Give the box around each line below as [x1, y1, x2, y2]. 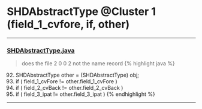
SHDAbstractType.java [7, 46, 75, 54]
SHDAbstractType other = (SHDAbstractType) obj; [15, 71, 140, 79]
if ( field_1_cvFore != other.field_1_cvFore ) [15, 78, 117, 85]
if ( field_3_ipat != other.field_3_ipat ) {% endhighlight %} [15, 90, 155, 98]
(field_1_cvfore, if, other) [7, 17, 130, 31]
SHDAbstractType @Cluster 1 [7, 5, 156, 19]
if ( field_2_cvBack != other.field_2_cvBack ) [15, 84, 123, 92]
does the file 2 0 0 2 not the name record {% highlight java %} [21, 60, 176, 67]
